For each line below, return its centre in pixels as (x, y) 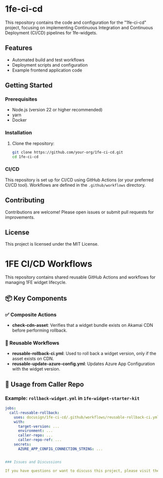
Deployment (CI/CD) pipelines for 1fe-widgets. (51, 33)
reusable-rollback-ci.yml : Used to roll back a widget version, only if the (84, 354)
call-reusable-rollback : (34, 413)
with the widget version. (36, 369)
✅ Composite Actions (31, 315)
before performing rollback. (40, 330)
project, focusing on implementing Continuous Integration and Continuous (79, 27)
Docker (19, 120)
